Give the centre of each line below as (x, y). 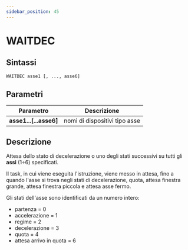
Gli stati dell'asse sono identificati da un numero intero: (73, 198)
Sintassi (21, 63)
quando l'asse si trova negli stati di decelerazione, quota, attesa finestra (93, 180)
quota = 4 (27, 235)
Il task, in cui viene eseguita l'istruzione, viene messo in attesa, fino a (90, 174)
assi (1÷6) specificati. (32, 163)
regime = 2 (28, 222)
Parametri (24, 94)
